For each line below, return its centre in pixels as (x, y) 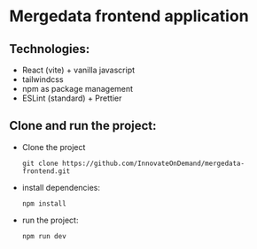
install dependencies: (61, 187)
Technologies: (50, 49)
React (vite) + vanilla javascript (78, 70)
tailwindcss (43, 79)
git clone (40, 163)
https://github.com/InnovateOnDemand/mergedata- (153, 163)
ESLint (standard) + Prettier (72, 98)
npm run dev (44, 236)
